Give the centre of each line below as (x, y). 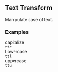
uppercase (16, 61)
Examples (17, 32)
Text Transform (29, 8)
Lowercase (16, 52)
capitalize (14, 42)
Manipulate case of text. (29, 19)
